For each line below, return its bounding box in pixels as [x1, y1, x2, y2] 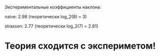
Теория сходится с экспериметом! [4, 40, 156, 52]
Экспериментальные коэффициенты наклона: [4, 4, 102, 10]
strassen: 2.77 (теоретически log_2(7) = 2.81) [4, 23, 98, 29]
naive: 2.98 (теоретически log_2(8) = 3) [4, 14, 87, 19]
